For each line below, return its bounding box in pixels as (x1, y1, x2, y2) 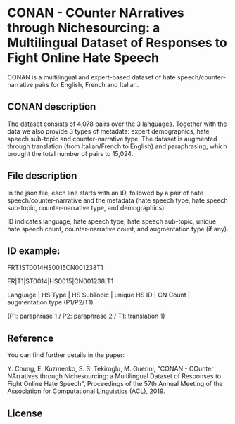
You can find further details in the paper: (7, 351, 125, 359)
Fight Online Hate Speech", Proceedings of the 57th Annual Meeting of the (7, 380, 223, 388)
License (7, 407, 43, 419)
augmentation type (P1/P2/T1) (7, 298, 94, 307)
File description (7, 170, 77, 182)
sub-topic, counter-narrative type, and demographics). (7, 203, 167, 212)
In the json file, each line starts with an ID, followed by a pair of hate (7, 188, 204, 197)
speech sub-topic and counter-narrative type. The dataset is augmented (7, 134, 217, 143)
